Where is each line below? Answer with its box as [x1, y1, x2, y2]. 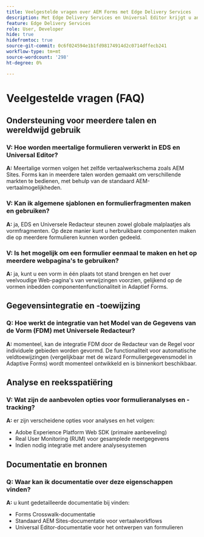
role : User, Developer [6, 26, 64, 32]
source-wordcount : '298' [6, 54, 69, 60]
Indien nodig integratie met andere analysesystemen [15, 442, 147, 449]
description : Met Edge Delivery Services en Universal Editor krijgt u [6, 15, 191, 21]
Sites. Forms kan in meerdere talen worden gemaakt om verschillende [6, 171, 181, 178]
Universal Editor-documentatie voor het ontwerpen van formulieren [15, 524, 183, 531]
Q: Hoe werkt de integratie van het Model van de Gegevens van [6, 319, 196, 327]
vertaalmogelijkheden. [6, 184, 62, 192]
